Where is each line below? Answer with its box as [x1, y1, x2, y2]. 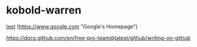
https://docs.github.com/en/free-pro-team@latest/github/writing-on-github [6, 34, 191, 41]
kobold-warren [6, 4, 82, 17]
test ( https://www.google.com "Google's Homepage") [6, 23, 138, 30]
